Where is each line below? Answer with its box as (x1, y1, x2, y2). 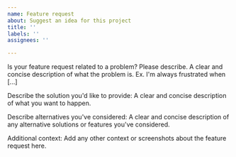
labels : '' (7, 30, 40, 38)
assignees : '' (7, 37, 50, 44)
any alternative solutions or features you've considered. (7, 120, 170, 129)
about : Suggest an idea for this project (7, 17, 132, 24)
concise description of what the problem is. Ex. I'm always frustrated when (7, 70, 226, 79)
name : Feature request (7, 10, 74, 18)
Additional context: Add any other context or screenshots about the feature (7, 134, 227, 143)
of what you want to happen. (7, 99, 91, 107)
